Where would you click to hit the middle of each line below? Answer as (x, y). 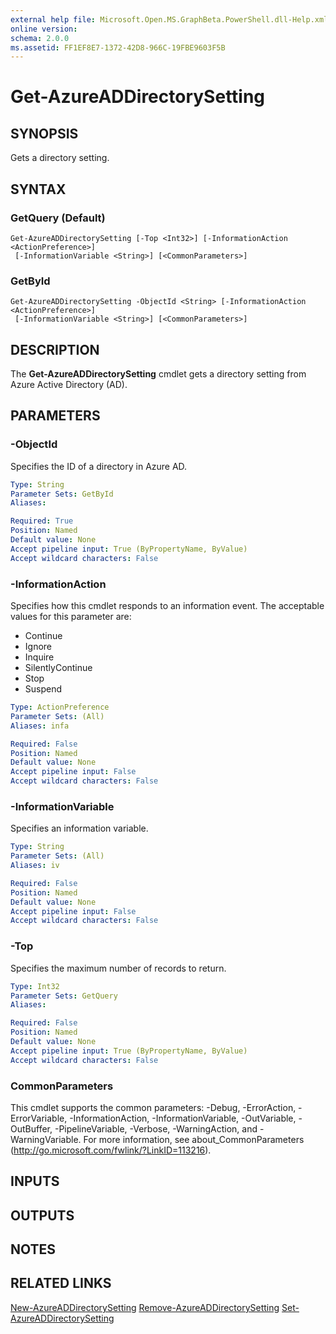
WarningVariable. (46, 1139)
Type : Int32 (35, 986)
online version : (44, 29)
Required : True (42, 521)
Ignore (38, 647)
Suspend (43, 689)
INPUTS (35, 1181)
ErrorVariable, (39, 1118)
